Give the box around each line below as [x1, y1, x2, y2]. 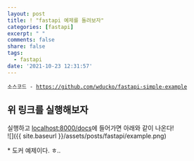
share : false [7, 43, 46, 50]
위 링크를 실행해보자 [7, 104, 89, 116]
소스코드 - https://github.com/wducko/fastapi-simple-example [7, 83, 188, 90]
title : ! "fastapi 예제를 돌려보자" [7, 17, 104, 24]
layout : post [7, 10, 46, 18]
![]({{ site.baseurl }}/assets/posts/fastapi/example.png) [7, 131, 167, 141]
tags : [7, 50, 23, 57]
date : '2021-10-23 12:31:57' [7, 63, 93, 70]
